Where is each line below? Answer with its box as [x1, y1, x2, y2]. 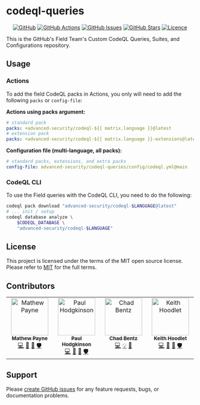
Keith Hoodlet [154, 335, 187, 342]
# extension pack [6, 131, 49, 137]
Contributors [6, 281, 55, 291]
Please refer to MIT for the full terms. [6, 263, 97, 271]
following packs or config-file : [6, 96, 82, 103]
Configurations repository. [6, 42, 70, 49]
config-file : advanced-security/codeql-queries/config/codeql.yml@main [6, 164, 187, 170]
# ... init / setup [6, 209, 55, 215]
